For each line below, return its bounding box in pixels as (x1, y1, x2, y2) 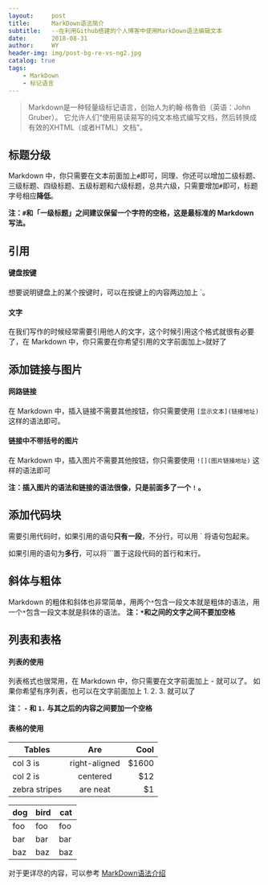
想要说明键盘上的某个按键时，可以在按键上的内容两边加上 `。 (8, 287, 210, 297)
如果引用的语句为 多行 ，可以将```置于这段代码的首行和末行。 (8, 548, 205, 558)
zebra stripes (12, 784, 63, 795)
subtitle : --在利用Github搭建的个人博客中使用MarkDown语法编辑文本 (8, 27, 223, 35)
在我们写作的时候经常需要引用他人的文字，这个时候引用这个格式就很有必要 (8, 327, 254, 336)
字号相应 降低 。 (8, 191, 58, 201)
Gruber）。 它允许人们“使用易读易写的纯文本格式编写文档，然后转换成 (27, 112, 257, 121)
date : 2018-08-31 (8, 34, 88, 43)
